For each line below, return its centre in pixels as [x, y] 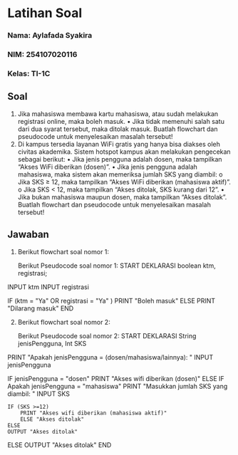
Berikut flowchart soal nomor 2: [64, 322]
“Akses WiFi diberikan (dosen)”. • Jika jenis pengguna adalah [108, 167]
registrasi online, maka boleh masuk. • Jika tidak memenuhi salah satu [121, 121]
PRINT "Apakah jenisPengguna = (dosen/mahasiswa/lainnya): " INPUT [110, 357]
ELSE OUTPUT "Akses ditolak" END [59, 445]
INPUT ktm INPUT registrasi [48, 287]
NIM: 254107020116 [42, 55]
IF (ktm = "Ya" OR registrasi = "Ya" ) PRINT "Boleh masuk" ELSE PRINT [112, 300]
